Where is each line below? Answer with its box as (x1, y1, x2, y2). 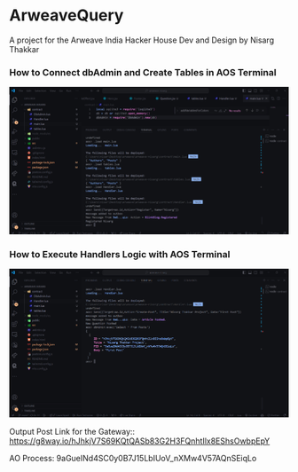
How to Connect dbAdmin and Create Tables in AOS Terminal (9, 66, 277, 78)
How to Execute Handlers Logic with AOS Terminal (9, 248, 231, 260)
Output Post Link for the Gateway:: (9, 426, 136, 437)
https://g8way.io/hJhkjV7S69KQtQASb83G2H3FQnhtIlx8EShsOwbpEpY (9, 436, 271, 446)
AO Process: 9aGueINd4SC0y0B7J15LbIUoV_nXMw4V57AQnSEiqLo (9, 452, 257, 463)
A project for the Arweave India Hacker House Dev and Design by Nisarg (9, 35, 275, 45)
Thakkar (9, 43, 40, 54)
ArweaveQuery (9, 5, 124, 26)
